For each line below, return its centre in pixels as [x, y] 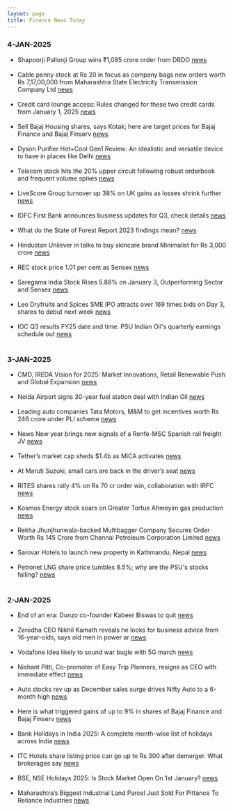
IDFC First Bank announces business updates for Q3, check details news [121, 215]
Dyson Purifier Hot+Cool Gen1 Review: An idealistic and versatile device [120, 149]
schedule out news [45, 334]
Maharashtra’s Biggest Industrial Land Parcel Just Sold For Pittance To [118, 793]
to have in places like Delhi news [64, 156]
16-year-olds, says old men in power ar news [82, 637]
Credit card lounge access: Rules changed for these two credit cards [116, 104]
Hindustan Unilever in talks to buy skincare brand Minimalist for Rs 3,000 [122, 245]
